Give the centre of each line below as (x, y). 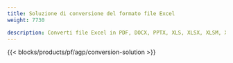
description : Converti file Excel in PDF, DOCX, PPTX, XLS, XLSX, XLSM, (114, 33)
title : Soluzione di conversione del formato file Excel (91, 13)
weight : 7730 (26, 20)
